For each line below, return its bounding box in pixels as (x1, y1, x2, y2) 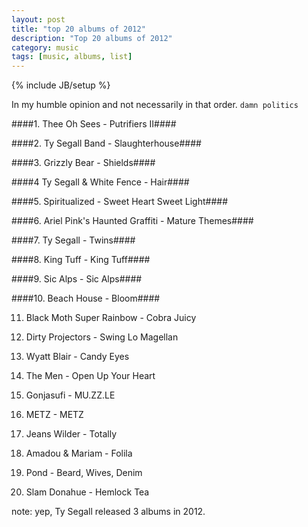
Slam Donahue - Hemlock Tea (25, 486, 150, 498)
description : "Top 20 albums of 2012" (11, 33, 173, 43)
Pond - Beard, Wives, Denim (25, 467, 143, 479)
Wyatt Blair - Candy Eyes (25, 351, 130, 363)
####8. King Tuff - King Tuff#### (11, 254, 151, 266)
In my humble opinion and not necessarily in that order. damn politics (11, 99, 299, 111)
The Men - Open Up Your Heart (25, 370, 156, 382)
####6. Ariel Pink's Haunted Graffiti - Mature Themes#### (11, 215, 254, 227)
